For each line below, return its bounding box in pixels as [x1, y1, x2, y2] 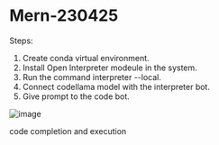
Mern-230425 [9, 5, 119, 26]
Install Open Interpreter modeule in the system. [22, 62, 198, 73]
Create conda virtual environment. [22, 52, 151, 63]
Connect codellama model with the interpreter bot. [22, 81, 210, 92]
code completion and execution [9, 125, 127, 136]
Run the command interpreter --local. [22, 71, 162, 82]
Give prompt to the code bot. [22, 91, 131, 102]
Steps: [9, 35, 33, 46]
